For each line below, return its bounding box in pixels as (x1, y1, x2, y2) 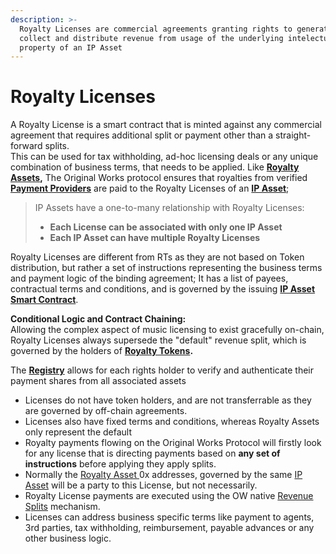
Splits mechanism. (24, 501, 101, 513)
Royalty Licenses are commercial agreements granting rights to (19, 24, 293, 34)
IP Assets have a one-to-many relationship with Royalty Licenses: (34, 202, 305, 214)
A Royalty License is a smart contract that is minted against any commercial (10, 119, 322, 131)
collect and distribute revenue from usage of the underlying (19, 33, 284, 43)
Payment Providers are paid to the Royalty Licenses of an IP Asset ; (10, 182, 290, 195)
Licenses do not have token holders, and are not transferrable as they (24, 394, 312, 406)
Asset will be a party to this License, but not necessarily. (24, 479, 258, 491)
